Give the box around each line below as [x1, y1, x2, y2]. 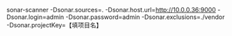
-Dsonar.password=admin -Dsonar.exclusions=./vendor [65, 13, 225, 21]
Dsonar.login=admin [6, 13, 65, 21]
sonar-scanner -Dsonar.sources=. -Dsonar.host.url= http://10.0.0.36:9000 [6, 6, 216, 14]
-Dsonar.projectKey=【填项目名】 [6, 21, 103, 29]
